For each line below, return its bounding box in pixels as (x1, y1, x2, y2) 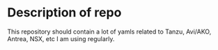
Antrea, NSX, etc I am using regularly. (7, 34, 115, 42)
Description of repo (7, 5, 122, 21)
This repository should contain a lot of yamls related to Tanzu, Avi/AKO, (7, 27, 212, 36)
